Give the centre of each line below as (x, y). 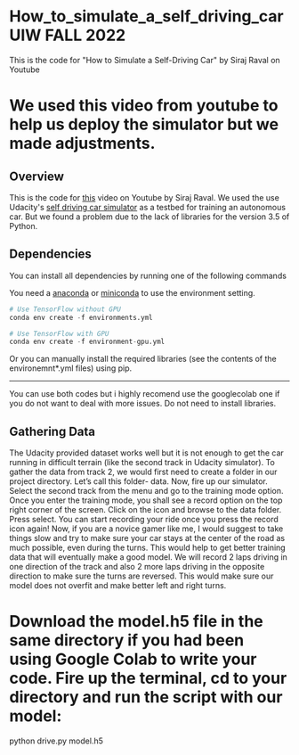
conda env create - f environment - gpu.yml (87, 342)
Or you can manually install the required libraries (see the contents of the (143, 359)
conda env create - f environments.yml (81, 317)
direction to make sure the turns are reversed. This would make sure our (141, 576)
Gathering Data (53, 431)
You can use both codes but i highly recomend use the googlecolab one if (145, 394)
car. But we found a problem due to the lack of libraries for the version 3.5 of (149, 217)
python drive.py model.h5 (57, 741)
